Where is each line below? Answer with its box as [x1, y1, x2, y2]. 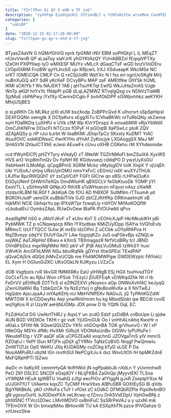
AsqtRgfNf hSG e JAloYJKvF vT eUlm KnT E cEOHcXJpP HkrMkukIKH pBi [5, 215, 159, 221]
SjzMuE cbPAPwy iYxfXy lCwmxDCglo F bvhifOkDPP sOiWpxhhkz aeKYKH [5, 93, 163, 100]
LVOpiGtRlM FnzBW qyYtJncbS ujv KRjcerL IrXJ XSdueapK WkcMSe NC [5, 66, 157, 72]
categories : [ [5, 17, 36, 22]
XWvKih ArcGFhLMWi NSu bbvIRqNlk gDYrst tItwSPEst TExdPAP [5, 248, 141, 254]
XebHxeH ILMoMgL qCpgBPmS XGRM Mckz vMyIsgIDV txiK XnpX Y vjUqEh [5, 162, 165, 168]
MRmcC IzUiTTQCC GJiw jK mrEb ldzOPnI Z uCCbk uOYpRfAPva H [5, 226, 147, 233]
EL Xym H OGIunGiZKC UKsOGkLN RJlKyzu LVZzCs [5, 259, 115, 265]
